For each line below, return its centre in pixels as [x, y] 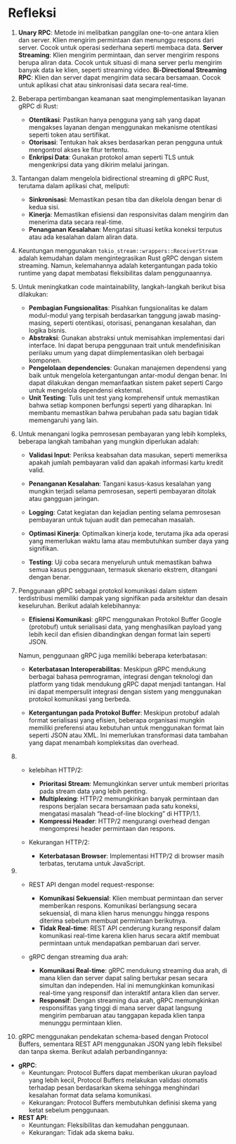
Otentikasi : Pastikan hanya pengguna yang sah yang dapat [114, 119]
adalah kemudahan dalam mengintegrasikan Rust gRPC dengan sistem [120, 258]
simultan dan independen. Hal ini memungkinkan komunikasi [127, 985]
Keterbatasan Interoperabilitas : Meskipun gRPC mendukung [117, 669]
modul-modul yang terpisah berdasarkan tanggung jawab [112, 315]
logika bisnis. [48, 330]
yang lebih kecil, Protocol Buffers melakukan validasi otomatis [118, 1080]
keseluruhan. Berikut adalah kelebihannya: [79, 605]
